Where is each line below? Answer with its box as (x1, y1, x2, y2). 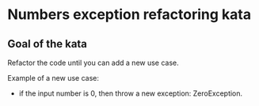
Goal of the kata (7, 37, 88, 51)
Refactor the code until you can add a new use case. (7, 58, 179, 67)
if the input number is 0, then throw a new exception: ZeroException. (18, 89, 243, 98)
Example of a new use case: (7, 74, 100, 82)
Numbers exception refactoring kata (7, 6, 251, 24)
